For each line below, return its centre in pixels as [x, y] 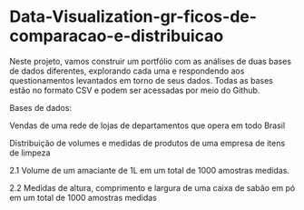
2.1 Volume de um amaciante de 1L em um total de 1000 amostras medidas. [150, 170]
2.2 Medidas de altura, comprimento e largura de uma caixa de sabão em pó [152, 187]
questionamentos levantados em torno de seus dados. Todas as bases [142, 80]
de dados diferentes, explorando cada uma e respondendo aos [127, 71]
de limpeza [30, 153]
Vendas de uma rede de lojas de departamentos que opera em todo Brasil [147, 125]
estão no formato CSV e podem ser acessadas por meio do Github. [135, 90]
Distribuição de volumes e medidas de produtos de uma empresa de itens [147, 143]
